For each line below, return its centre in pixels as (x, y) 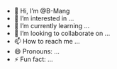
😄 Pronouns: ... (37, 51)
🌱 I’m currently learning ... (52, 26)
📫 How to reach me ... (47, 41)
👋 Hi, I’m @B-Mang (42, 11)
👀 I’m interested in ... (44, 18)
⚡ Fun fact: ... (33, 59)
